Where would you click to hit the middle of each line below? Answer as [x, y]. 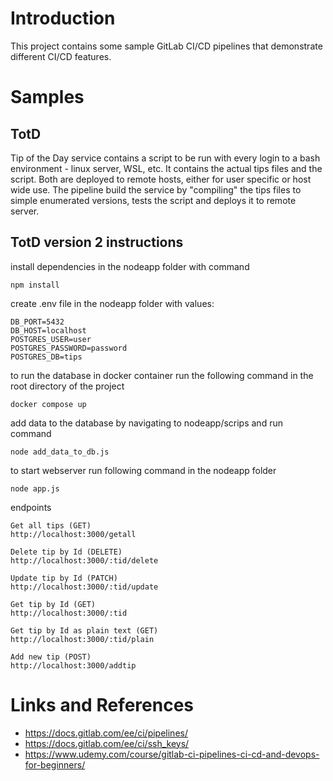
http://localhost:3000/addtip [73, 665]
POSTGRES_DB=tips [46, 357]
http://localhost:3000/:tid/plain [82, 639]
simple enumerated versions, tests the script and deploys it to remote [153, 200]
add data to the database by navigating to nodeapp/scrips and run [146, 423]
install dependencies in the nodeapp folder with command [130, 266]
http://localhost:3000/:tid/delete [84, 560]
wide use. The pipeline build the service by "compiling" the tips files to [156, 189]
